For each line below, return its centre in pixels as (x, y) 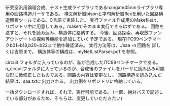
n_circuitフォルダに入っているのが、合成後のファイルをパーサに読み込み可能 (85, 69)
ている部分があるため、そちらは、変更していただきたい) (64, 98)
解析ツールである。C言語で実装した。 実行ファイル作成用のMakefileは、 (85, 20)
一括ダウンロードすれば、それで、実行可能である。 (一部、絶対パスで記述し (84, 92)
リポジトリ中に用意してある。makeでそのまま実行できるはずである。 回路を (85, 26)
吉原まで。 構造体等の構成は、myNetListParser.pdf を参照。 (77, 51)
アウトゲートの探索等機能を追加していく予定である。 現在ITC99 (72, 39)
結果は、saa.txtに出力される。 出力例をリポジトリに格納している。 (75, 81)
